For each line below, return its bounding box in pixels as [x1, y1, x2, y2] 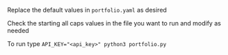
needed [7, 27, 29, 34]
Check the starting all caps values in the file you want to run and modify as [7, 19, 221, 27]
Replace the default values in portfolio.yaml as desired [7, 6, 167, 14]
